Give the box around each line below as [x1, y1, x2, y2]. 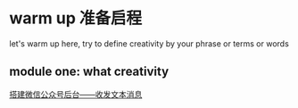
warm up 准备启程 [9, 8, 143, 29]
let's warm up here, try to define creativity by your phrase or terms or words [9, 37, 290, 49]
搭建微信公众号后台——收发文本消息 [9, 88, 143, 99]
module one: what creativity [9, 64, 170, 79]
